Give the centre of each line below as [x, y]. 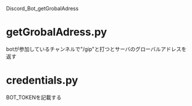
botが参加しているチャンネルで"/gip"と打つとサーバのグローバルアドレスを [96, 49]
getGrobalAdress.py [56, 32]
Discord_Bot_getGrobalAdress [42, 8]
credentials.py [42, 81]
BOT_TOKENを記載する [34, 97]
